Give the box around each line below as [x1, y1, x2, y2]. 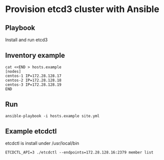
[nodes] [5, 69, 22, 74]
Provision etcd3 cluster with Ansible [5, 4, 159, 15]
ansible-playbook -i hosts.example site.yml [5, 113, 100, 118]
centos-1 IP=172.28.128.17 [5, 73, 62, 78]
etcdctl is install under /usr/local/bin [5, 140, 79, 146]
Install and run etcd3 [5, 37, 48, 43]
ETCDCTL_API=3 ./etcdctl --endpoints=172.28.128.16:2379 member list [5, 150, 154, 155]
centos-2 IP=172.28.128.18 [5, 78, 62, 83]
